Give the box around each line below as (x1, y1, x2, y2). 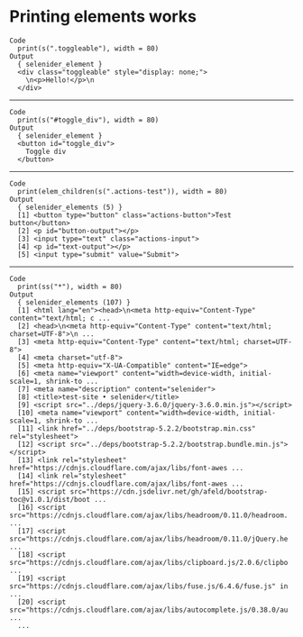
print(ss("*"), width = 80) (17, 282, 124, 291)
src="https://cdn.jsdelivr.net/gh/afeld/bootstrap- (69, 487, 269, 496)
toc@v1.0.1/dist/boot (9, 495, 91, 504)
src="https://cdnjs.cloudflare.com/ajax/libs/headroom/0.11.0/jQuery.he (9, 534, 289, 543)
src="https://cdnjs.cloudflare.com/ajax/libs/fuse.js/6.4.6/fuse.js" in (9, 581, 289, 591)
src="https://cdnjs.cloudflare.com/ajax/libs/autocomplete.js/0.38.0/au (9, 605, 289, 614)
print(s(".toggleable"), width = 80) (17, 43, 160, 53)
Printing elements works (9, 6, 197, 27)
